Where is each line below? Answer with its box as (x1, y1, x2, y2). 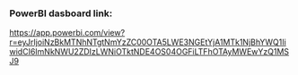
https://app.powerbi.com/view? (9, 28, 126, 38)
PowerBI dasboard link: (9, 7, 113, 20)
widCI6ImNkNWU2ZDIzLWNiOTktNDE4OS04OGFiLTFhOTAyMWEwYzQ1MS (9, 46, 290, 57)
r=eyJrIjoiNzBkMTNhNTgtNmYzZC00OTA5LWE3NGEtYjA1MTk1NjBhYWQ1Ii (9, 37, 287, 47)
